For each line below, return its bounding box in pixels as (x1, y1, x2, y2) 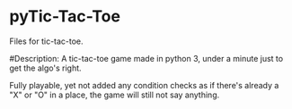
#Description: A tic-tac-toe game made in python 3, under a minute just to (9, 53, 284, 63)
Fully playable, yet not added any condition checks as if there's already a (9, 80, 279, 90)
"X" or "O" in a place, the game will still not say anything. (9, 89, 220, 100)
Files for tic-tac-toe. (9, 36, 84, 46)
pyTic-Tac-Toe (9, 6, 121, 27)
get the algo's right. (9, 63, 83, 73)
